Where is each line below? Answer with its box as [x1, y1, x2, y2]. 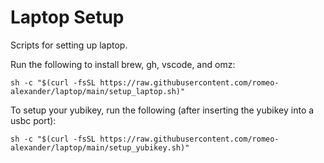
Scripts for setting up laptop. [10, 39, 128, 51]
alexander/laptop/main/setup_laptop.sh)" [10, 86, 186, 96]
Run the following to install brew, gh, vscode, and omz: [10, 58, 236, 70]
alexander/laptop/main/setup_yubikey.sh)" [10, 142, 190, 153]
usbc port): [10, 114, 57, 126]
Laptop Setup [10, 6, 125, 29]
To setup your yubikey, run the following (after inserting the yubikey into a [10, 104, 315, 116]
